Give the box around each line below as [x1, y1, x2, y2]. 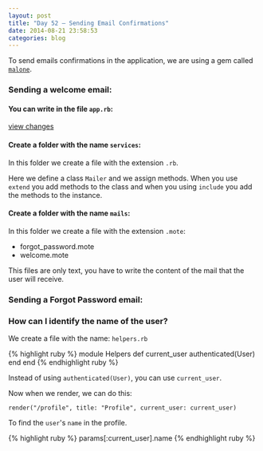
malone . [8, 65, 32, 74]
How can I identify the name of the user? [8, 315, 169, 326]
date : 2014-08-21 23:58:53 [8, 26, 98, 34]
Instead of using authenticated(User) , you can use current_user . [8, 373, 222, 382]
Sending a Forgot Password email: [8, 294, 143, 305]
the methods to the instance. [8, 190, 103, 200]
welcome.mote [19, 250, 69, 259]
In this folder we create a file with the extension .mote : [8, 226, 186, 235]
